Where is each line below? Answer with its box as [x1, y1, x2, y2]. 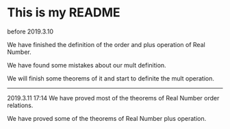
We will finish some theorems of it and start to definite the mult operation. [7, 74, 214, 83]
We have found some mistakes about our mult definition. [7, 61, 166, 69]
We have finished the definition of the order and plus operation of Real [7, 40, 205, 48]
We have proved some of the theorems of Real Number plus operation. [7, 114, 207, 122]
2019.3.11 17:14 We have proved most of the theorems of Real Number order [7, 94, 220, 102]
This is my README [7, 5, 121, 20]
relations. [7, 101, 34, 109]
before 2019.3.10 [7, 27, 53, 35]
